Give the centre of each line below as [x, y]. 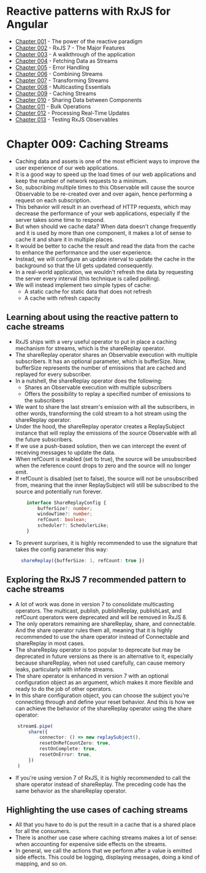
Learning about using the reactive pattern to [93, 317]
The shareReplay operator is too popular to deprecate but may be [98, 650]
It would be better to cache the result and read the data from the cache [105, 246]
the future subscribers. [44, 439]
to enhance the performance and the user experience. [84, 252]
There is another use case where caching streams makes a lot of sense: [106, 837]
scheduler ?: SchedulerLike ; [73, 525]
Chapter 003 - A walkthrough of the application [75, 54]
